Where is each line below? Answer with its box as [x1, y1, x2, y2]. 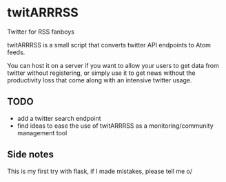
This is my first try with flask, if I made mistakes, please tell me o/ [7, 167, 193, 175]
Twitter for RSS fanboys [7, 27, 74, 36]
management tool [17, 128, 68, 137]
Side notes [7, 149, 54, 161]
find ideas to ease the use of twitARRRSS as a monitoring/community [17, 122, 214, 130]
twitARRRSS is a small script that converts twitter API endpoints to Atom [7, 41, 212, 49]
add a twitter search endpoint [17, 114, 101, 122]
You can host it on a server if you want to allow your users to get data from [7, 61, 219, 69]
